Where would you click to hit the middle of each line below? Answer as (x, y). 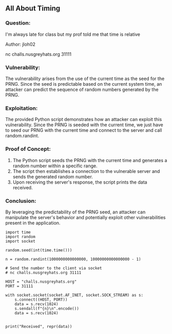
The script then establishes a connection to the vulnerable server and (86, 171)
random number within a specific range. (55, 166)
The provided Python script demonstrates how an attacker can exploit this (84, 120)
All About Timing (33, 8)
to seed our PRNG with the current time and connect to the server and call (84, 130)
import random (21, 237)
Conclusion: (21, 201)
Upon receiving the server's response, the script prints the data (80, 182)
